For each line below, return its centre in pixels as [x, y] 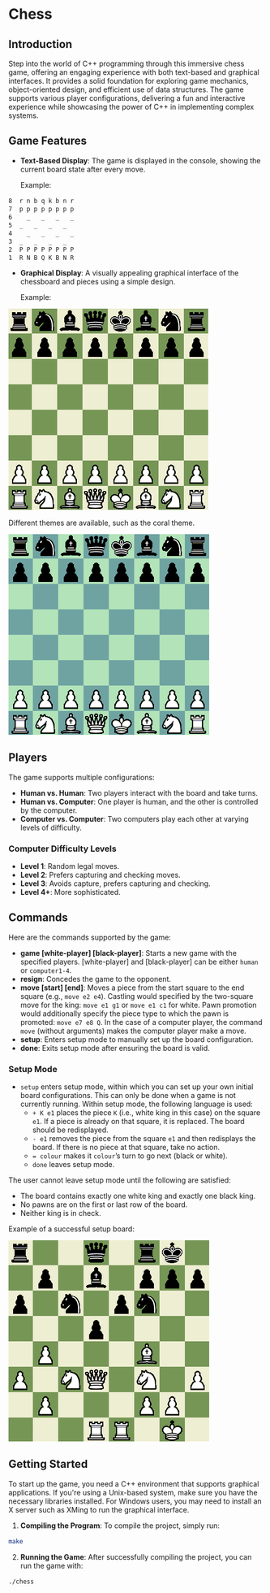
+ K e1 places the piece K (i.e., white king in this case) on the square [146, 1113]
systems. [24, 115]
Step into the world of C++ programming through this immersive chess [126, 63]
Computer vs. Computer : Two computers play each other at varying [134, 818]
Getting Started [48, 1464]
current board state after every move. [83, 169]
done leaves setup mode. [73, 1165]
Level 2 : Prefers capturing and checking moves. [100, 875]
